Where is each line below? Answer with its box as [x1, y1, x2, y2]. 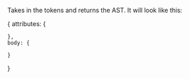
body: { [7, 39, 30, 47]
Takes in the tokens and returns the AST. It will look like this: [7, 6, 183, 14]
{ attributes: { [7, 20, 46, 28]
